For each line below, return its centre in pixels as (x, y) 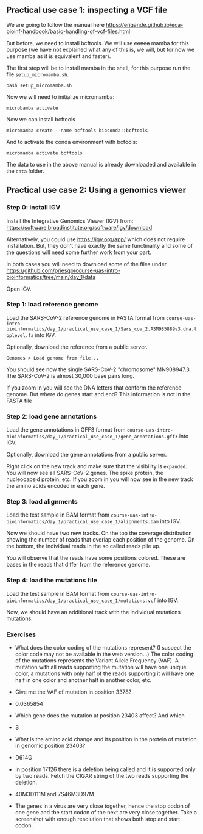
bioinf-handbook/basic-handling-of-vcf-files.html (68, 31)
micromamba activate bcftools (45, 153)
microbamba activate (33, 108)
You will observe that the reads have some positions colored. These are (96, 558)
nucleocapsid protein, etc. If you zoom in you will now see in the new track (100, 479)
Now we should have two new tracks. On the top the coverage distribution (99, 533)
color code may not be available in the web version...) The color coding (104, 654)
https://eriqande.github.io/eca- (145, 24)
